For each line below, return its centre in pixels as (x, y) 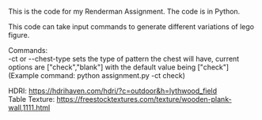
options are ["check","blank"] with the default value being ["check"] (119, 67)
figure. (19, 35)
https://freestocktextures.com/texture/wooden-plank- (144, 99)
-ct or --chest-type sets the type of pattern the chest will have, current (124, 59)
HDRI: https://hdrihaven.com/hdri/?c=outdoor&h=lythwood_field (113, 91)
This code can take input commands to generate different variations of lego (131, 26)
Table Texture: (32, 99)
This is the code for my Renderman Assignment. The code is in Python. (124, 11)
